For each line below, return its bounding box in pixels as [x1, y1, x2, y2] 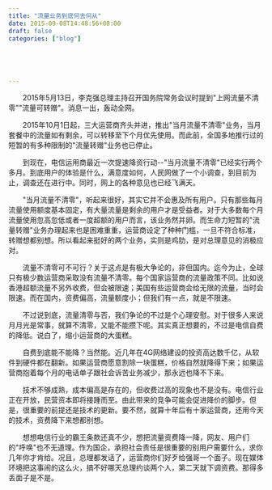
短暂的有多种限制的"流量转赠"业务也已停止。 [8, 141, 158, 150]
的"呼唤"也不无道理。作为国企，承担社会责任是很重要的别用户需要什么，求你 [8, 442, 264, 453]
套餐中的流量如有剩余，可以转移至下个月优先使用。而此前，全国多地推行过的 [8, 130, 264, 140]
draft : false [8, 27, 53, 35]
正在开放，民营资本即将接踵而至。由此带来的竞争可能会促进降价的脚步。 [8, 395, 249, 405]
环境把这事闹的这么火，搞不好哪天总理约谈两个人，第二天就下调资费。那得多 [8, 463, 264, 473]
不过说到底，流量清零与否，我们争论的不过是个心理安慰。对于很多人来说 [22, 310, 264, 320]
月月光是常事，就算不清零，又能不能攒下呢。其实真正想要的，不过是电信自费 [8, 320, 264, 330]
